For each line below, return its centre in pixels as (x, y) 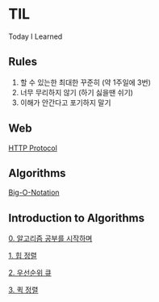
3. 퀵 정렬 (23, 290)
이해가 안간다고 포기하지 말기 (65, 103)
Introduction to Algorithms (77, 218)
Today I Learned (36, 36)
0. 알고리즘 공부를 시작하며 (50, 238)
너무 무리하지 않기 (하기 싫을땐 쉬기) (76, 92)
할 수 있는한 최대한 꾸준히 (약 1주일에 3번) (85, 82)
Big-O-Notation (34, 193)
